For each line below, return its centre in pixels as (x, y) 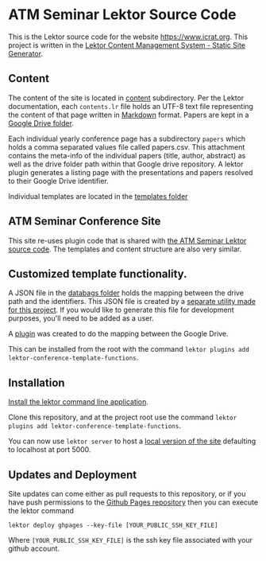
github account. (34, 548)
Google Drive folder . (41, 123)
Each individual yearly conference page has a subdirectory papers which (127, 138)
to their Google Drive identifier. (58, 181)
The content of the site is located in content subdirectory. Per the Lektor (126, 98)
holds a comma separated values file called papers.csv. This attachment (127, 147)
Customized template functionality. (98, 273)
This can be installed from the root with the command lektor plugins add (129, 349)
